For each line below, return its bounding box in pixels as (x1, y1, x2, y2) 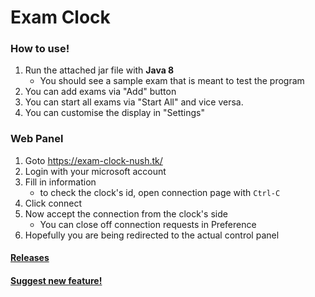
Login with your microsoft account (24, 165, 167, 177)
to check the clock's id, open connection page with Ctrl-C (39, 186, 281, 198)
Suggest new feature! (10, 274, 103, 286)
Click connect (24, 197, 83, 209)
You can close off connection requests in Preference (39, 218, 257, 230)
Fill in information (24, 176, 97, 188)
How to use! (10, 42, 70, 56)
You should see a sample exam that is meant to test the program (39, 75, 305, 87)
